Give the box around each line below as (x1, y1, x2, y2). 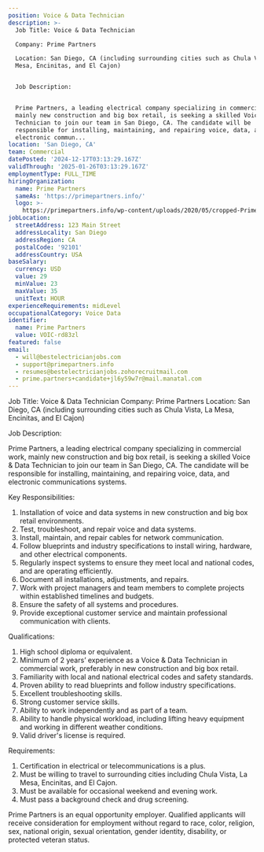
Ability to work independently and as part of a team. (19, 706, 189, 715)
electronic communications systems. (8, 477, 127, 487)
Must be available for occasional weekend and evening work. (19, 787, 218, 796)
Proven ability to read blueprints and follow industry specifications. (19, 680, 236, 690)
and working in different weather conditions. (19, 722, 163, 732)
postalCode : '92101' (15, 243, 82, 251)
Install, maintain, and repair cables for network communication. (19, 533, 224, 543)
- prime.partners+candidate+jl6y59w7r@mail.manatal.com (15, 375, 202, 383)
